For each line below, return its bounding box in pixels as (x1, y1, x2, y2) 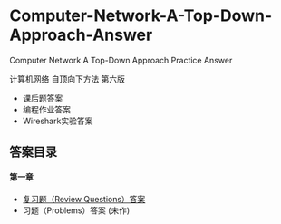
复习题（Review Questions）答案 (22, 193, 146, 204)
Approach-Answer (9, 24, 153, 45)
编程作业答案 (22, 103, 71, 114)
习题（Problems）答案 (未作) (22, 205, 131, 216)
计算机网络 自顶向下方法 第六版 (9, 73, 125, 84)
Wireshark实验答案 (22, 115, 93, 126)
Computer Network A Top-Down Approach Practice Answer (9, 54, 233, 65)
